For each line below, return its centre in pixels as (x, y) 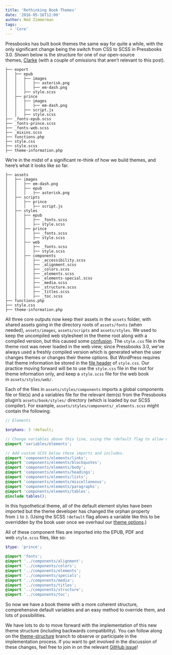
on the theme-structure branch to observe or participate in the (71, 636)
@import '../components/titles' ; (41, 585)
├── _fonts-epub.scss (28, 119)
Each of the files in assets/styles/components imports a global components (84, 389)
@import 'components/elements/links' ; (47, 458)
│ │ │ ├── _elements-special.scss (49, 278)
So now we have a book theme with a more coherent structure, (72, 605)
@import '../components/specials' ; (43, 575)
